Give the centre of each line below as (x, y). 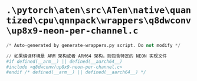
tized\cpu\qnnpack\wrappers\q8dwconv (99, 21)
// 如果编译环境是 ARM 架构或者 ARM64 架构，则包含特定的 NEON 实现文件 (86, 56)
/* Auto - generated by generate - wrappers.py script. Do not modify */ (93, 45)
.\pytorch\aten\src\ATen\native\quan (99, 10)
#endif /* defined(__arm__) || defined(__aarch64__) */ (76, 72)
